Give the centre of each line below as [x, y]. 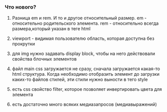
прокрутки [23, 44]
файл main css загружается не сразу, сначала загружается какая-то [86, 69]
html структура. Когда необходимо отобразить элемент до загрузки [86, 74]
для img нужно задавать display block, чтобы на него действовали [83, 53]
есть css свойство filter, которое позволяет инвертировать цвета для [87, 89]
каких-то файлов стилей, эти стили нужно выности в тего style [80, 80]
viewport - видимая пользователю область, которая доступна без [83, 38]
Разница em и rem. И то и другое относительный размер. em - [79, 18]
